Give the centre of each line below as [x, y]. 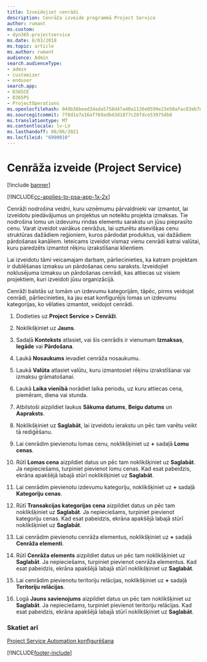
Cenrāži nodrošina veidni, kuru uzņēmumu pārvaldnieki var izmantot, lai [98, 209]
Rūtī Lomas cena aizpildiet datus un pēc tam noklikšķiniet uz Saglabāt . [106, 462]
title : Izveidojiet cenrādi [43, 12]
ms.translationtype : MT [37, 120]
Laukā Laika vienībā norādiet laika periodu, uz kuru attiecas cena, [100, 388]
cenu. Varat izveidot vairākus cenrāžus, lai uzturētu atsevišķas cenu [93, 228]
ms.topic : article [30, 47]
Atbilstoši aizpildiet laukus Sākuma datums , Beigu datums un [94, 407]
